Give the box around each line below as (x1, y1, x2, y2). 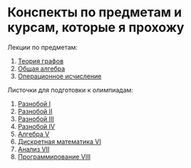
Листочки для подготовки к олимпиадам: (7, 85, 134, 94)
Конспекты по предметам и (7, 4, 182, 21)
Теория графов (17, 56, 64, 65)
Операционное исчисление (17, 72, 102, 80)
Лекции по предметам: (7, 43, 78, 51)
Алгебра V (17, 130, 50, 138)
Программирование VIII (17, 152, 91, 161)
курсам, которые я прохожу (7, 19, 185, 36)
